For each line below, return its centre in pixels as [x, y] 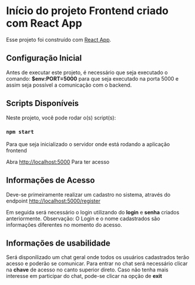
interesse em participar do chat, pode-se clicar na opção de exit [84, 276]
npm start [20, 132]
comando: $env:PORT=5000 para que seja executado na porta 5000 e [93, 78]
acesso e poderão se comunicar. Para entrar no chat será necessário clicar [97, 264]
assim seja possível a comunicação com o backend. [69, 85]
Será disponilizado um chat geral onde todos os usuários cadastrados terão [98, 257]
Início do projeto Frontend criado [88, 11]
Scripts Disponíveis [43, 103]
